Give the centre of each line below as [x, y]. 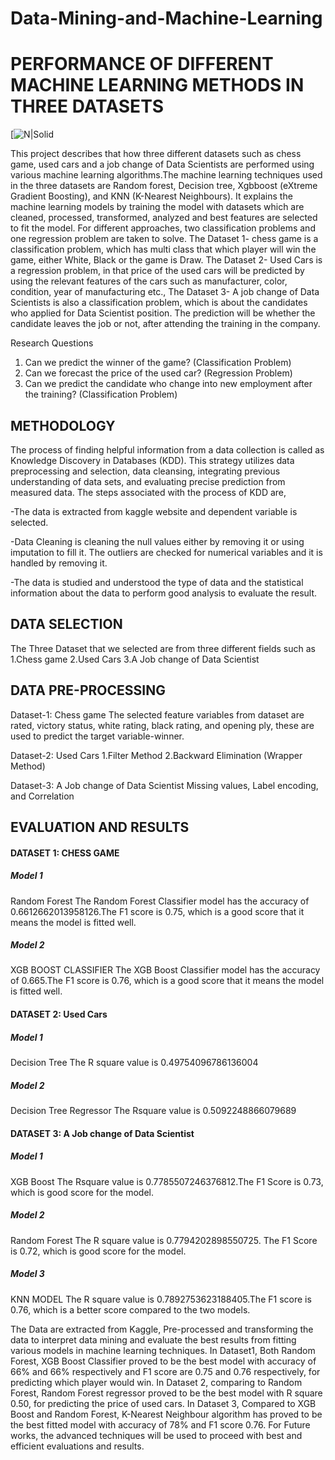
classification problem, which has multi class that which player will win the [163, 249]
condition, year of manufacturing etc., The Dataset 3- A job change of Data [165, 292]
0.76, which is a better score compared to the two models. [130, 1309]
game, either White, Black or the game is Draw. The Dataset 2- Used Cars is [166, 260]
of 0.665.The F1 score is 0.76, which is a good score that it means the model [167, 981]
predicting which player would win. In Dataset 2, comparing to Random [156, 1382]
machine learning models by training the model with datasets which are [157, 207]
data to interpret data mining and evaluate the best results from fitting [153, 1339]
